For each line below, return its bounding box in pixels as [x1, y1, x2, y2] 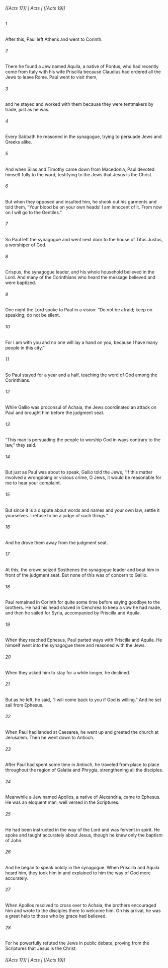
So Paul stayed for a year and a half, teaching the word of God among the [5, 372, 157, 378]
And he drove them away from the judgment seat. [5, 539, 108, 545]
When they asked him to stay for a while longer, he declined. [5, 669, 131, 675]
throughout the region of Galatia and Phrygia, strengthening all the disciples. [5, 767, 163, 773]
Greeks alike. [5, 139, 33, 145]
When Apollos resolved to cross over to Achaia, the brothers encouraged [5, 903, 157, 909]
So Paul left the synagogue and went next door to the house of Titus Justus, [5, 237, 163, 243]
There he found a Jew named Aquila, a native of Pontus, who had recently [5, 63, 159, 70]
